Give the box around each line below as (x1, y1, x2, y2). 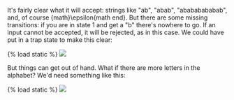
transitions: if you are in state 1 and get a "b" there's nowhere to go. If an (7, 21, 216, 29)
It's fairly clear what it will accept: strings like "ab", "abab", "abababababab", (7, 6, 228, 14)
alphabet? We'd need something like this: (7, 71, 126, 79)
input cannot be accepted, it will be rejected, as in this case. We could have (7, 28, 225, 36)
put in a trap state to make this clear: (7, 36, 113, 44)
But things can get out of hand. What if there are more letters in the (7, 64, 200, 72)
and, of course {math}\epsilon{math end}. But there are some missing (7, 13, 208, 22)
